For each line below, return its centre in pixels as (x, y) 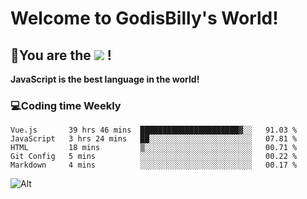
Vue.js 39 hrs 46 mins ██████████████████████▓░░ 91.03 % (154, 130)
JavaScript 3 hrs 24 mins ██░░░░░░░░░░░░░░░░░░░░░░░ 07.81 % (154, 139)
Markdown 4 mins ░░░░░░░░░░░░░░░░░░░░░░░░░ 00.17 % (154, 165)
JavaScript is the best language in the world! (105, 79)
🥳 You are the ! (61, 55)
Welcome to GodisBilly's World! (144, 18)
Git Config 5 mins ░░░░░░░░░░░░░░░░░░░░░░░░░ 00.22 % (154, 157)
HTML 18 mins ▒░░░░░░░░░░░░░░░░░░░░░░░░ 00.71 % (154, 148)
